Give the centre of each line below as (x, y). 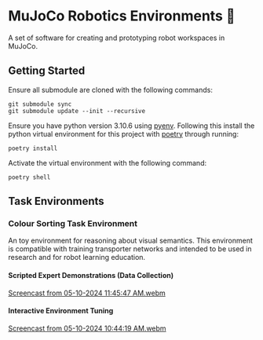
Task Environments (56, 201)
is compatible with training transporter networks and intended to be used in (130, 249)
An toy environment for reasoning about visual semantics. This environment (130, 241)
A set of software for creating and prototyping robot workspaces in (117, 38)
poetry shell (29, 177)
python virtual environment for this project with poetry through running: (124, 133)
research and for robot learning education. (77, 258)
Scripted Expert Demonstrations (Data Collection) (91, 276)
